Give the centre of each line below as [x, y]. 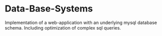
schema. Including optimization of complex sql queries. [63, 27]
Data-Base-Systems [49, 9]
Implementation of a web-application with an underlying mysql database [81, 22]
